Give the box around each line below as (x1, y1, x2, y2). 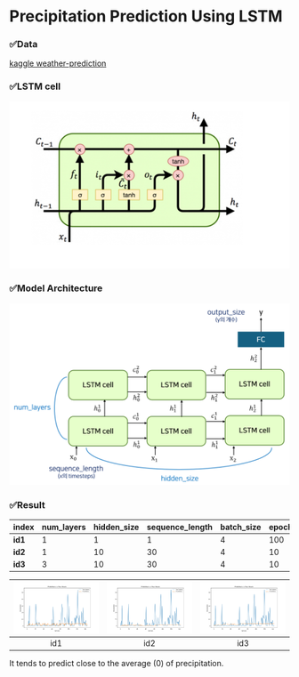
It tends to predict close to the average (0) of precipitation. (9, 657, 224, 668)
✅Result (9, 498, 46, 511)
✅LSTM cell (9, 80, 61, 93)
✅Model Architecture (9, 282, 103, 294)
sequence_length (146, 521, 214, 532)
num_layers (41, 521, 86, 532)
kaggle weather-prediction (9, 58, 107, 69)
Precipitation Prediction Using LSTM (9, 6, 283, 27)
